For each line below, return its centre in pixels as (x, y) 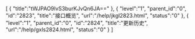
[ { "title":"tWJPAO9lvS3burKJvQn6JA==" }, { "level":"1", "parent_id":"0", (96, 9)
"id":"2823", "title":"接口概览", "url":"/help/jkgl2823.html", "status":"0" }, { (97, 15)
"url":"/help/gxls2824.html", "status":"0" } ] (59, 30)
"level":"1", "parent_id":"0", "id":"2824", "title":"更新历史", (77, 23)
